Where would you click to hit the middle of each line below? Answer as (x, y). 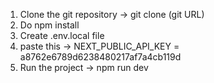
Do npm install (49, 25)
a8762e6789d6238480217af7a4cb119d (100, 57)
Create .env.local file (62, 35)
